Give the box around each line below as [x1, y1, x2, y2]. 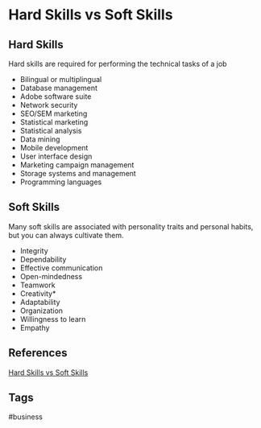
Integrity [19, 245, 48, 255]
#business [8, 412, 43, 422]
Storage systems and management [19, 169, 137, 178]
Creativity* [19, 288, 56, 298]
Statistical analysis [19, 126, 82, 135]
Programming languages [19, 177, 102, 187]
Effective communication [19, 263, 103, 273]
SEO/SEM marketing [19, 109, 88, 118]
